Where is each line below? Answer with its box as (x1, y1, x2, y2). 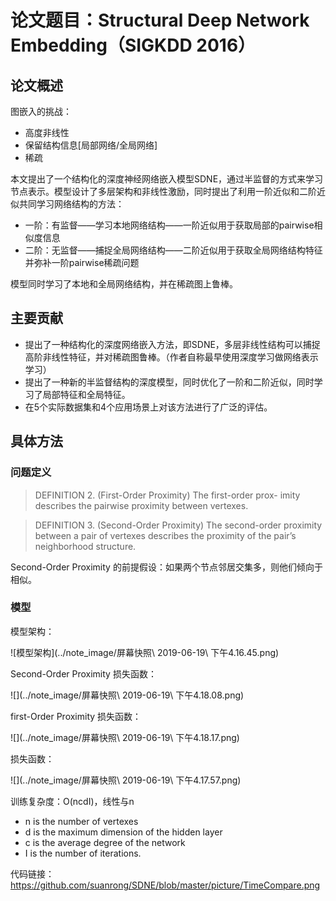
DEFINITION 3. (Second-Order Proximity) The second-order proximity (34, 519, 323, 531)
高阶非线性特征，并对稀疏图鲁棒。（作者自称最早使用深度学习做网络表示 (24, 351, 319, 363)
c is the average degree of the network (24, 836, 186, 848)
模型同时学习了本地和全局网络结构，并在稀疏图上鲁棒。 (10, 278, 238, 290)
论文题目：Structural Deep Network (10, 9, 310, 32)
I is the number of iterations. (24, 847, 142, 859)
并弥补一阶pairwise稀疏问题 (24, 257, 140, 268)
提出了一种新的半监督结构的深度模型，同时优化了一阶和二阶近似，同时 (24, 376, 315, 388)
